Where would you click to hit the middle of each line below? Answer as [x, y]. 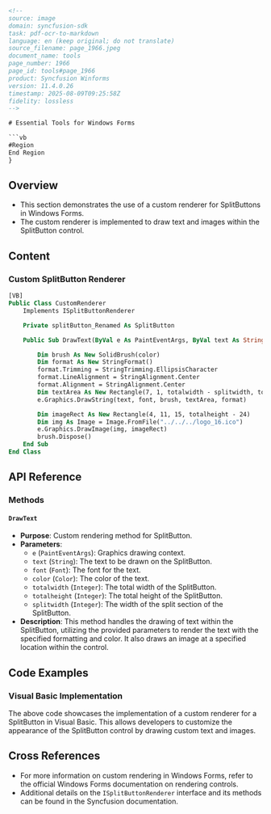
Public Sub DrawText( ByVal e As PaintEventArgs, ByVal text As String [144, 340]
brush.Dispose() [65, 437]
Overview [33, 186]
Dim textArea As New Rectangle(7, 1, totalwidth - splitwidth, [146, 392]
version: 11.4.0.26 [41, 86]
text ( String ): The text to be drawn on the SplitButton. [122, 562]
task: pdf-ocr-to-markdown [54, 33]
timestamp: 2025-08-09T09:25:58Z [65, 93]
